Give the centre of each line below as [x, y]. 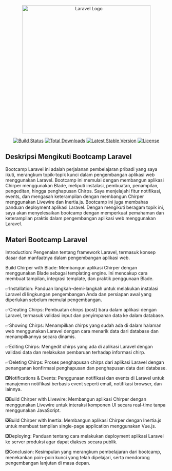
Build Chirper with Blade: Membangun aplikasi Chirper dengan [71, 267]
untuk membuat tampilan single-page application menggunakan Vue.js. [81, 426]
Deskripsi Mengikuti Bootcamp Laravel [69, 157]
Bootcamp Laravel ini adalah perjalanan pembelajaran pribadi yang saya [81, 169]
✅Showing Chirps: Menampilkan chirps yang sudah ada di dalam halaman [83, 325]
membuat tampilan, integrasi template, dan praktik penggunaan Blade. [80, 278]
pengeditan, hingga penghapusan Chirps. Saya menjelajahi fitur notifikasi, [83, 191]
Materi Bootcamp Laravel [46, 240]
